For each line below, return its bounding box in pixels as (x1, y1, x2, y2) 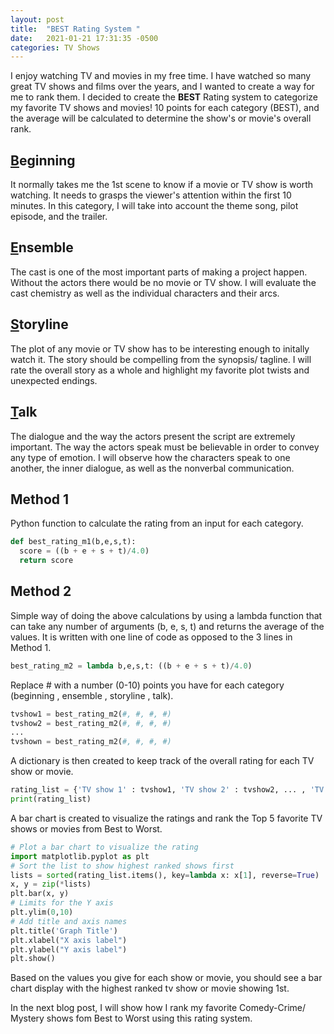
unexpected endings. (10, 374, 98, 386)
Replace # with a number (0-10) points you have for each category (10, 679, 285, 691)
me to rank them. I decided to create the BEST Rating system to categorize (10, 91, 318, 103)
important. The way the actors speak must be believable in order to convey (10, 441, 320, 453)
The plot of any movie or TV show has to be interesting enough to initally (10, 342, 310, 355)
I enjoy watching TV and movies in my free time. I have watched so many (10, 70, 312, 82)
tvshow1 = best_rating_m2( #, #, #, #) (10, 709, 172, 719)
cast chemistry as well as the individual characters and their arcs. (10, 287, 280, 299)
